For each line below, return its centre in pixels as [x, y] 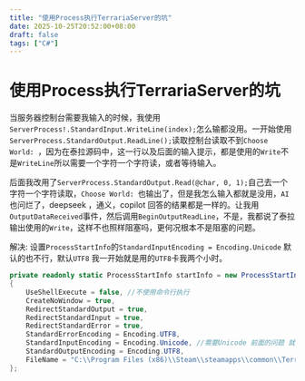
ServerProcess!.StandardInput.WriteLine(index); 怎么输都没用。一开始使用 [151, 129]
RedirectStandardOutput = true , [87, 309]
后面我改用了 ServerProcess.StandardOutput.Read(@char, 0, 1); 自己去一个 [149, 182]
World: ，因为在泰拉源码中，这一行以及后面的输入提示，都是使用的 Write [145, 151]
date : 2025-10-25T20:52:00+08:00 [73, 26]
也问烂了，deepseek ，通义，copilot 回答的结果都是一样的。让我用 [134, 205]
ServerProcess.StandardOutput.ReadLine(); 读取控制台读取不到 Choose [139, 141]
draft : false [34, 34]
